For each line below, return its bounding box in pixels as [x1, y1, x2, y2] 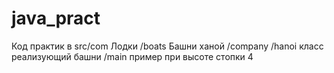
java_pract [11, 7, 101, 30]
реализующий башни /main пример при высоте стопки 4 [11, 50, 254, 62]
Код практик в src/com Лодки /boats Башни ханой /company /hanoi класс [11, 40, 324, 52]
